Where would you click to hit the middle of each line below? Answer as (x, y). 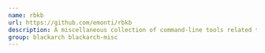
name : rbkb (26, 15)
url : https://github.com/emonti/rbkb (70, 23)
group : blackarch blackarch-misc (63, 37)
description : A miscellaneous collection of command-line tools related (130, 30)
